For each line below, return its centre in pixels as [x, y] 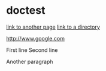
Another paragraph [30, 61]
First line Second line [32, 50]
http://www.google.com [35, 38]
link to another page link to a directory [53, 27]
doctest [26, 10]
